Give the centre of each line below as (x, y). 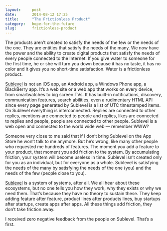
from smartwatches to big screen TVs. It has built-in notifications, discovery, (84, 95)
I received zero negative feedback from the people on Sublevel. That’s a (79, 219)
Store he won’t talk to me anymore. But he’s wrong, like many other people (82, 141)
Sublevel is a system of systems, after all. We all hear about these (73, 183)
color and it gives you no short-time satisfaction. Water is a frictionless (78, 69)
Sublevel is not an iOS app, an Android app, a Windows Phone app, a (76, 84)
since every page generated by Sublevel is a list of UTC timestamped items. (83, 105)
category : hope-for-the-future (40, 24)
